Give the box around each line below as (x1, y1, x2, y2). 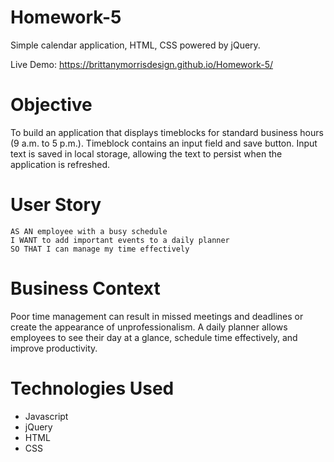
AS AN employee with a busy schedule (10, 226, 168, 236)
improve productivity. (10, 342, 98, 354)
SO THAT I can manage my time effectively (10, 244, 190, 254)
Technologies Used (10, 377, 175, 400)
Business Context (10, 277, 161, 300)
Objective (10, 94, 93, 116)
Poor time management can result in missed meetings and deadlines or (10, 310, 304, 322)
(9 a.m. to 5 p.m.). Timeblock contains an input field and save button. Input (10, 137, 318, 149)
